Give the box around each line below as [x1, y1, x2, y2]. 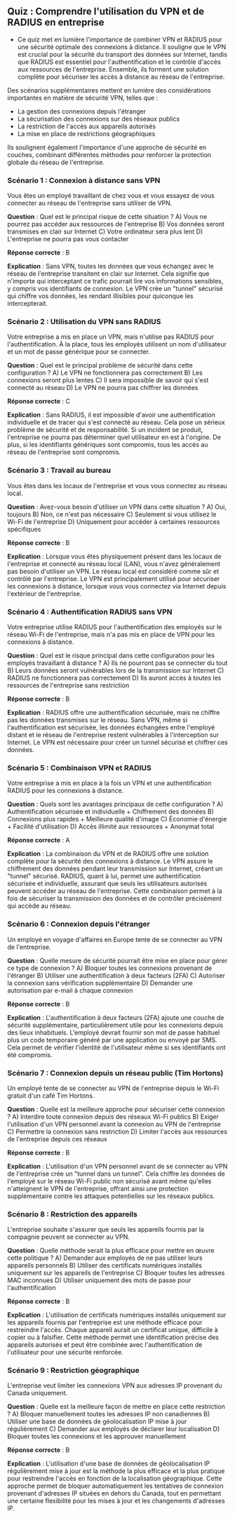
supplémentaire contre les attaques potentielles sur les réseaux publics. [7, 1192, 215, 1200]
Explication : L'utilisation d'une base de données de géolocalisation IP [7, 1459, 210, 1468]
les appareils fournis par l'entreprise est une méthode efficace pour [7, 1318, 203, 1326]
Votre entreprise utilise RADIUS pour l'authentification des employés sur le [7, 623, 222, 631]
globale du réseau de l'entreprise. [7, 158, 105, 166]
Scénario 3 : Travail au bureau [7, 466, 112, 476]
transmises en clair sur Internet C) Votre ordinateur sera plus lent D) [7, 227, 203, 236]
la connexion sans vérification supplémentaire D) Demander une [7, 979, 193, 987]
